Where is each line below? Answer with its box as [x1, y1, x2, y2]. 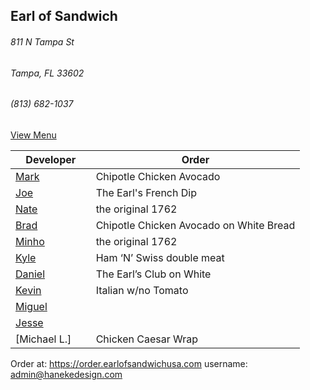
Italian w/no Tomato [95, 283, 189, 297]
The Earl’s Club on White [95, 267, 212, 281]
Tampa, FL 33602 [10, 67, 85, 79]
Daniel [15, 267, 46, 281]
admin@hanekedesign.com [10, 368, 123, 380]
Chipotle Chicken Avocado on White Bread [95, 218, 296, 232]
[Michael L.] [15, 332, 72, 346]
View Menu [10, 129, 57, 141]
